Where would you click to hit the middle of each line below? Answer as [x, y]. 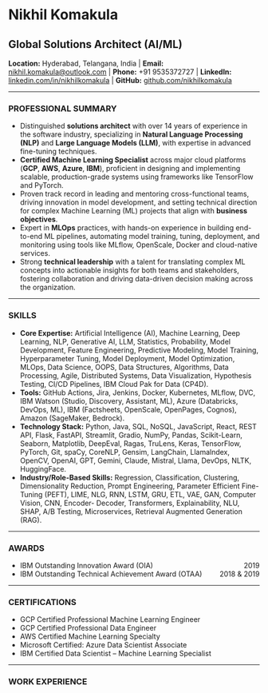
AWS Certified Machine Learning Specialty [90, 636]
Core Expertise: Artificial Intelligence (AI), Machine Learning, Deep [130, 333]
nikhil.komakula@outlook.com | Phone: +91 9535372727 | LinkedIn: [120, 72]
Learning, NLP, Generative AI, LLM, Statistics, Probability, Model [125, 341]
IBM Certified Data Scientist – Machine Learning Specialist [115, 654]
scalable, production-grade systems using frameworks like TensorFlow [136, 177]
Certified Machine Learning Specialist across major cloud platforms [133, 160]
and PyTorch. [41, 185]
